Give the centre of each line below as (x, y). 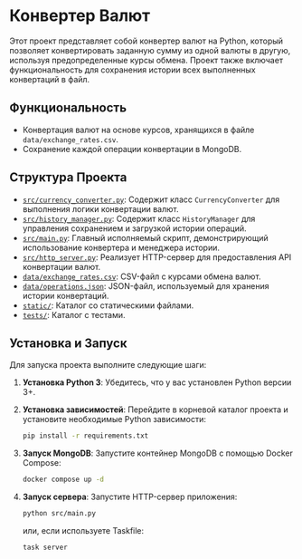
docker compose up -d (63, 480)
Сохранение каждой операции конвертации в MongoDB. (132, 149)
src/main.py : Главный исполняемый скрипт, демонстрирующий (145, 237)
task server (45, 547)
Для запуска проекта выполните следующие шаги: (108, 365)
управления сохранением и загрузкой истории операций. (134, 228)
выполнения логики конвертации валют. (100, 208)
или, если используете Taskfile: (83, 530)
